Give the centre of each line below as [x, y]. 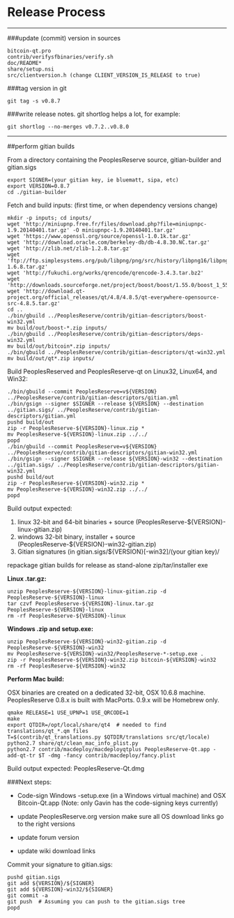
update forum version [48, 837]
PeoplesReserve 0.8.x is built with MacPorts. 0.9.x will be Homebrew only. [113, 699]
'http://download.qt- [54, 291]
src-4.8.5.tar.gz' [34, 303]
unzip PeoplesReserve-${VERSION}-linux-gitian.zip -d [87, 591]
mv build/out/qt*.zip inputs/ [51, 358]
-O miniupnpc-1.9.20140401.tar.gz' [124, 230]
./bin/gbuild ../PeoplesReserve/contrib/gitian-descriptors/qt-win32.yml [117, 352]
